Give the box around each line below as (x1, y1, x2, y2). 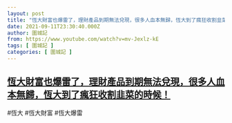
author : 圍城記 (7, 29, 48, 37)
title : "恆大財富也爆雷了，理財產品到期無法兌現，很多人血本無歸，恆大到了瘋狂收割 (7, 17, 217, 23)
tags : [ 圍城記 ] (7, 42, 54, 49)
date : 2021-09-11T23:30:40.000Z (7, 23, 100, 30)
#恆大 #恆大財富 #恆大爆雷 (7, 108, 83, 117)
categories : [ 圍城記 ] (7, 49, 72, 56)
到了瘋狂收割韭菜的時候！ (61, 89, 171, 101)
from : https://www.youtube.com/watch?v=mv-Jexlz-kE (7, 36, 159, 43)
